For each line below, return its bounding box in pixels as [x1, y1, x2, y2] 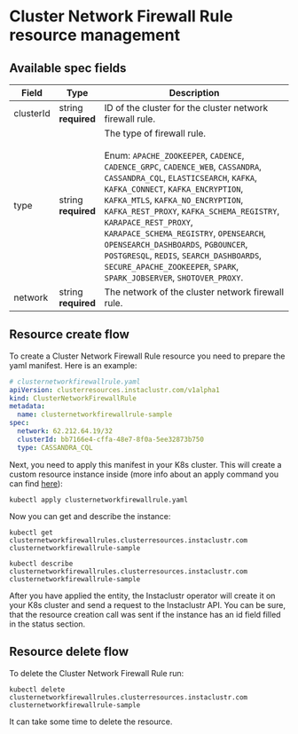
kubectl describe [9, 559, 74, 568]
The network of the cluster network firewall [104, 286, 285, 298]
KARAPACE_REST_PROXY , [104, 216, 193, 228]
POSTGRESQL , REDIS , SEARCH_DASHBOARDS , [104, 249, 262, 261]
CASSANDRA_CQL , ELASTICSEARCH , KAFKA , [104, 171, 257, 184]
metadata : [9, 402, 46, 411]
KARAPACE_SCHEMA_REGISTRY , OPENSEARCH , [104, 227, 266, 239]
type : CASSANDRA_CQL [17, 443, 93, 452]
